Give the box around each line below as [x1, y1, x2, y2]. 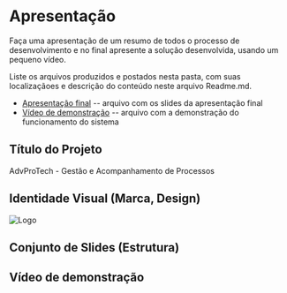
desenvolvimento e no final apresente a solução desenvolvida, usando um [9, 44, 279, 55]
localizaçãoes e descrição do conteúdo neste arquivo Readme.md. [9, 80, 253, 91]
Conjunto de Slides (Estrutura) [9, 240, 179, 255]
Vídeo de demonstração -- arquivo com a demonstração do [21, 107, 240, 117]
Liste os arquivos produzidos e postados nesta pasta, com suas [9, 71, 241, 81]
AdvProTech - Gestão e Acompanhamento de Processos [9, 165, 215, 176]
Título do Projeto [9, 142, 103, 157]
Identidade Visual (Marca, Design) [9, 192, 201, 207]
